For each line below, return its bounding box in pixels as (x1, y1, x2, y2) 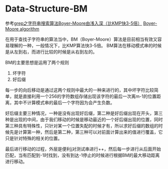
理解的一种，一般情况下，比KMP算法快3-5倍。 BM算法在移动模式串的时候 (9, 42, 162, 48)
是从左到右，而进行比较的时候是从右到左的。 (5, 49, 97, 55)
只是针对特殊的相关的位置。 (5, 135, 62, 141)
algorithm (19, 26, 39, 32)
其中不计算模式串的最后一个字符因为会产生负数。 (13, 99, 115, 105)
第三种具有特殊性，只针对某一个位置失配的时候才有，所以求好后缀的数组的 (5, 122, 158, 128)
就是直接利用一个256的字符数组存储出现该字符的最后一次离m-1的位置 (13, 93, 156, 99)
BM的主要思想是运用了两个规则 (5, 59, 69, 65)
